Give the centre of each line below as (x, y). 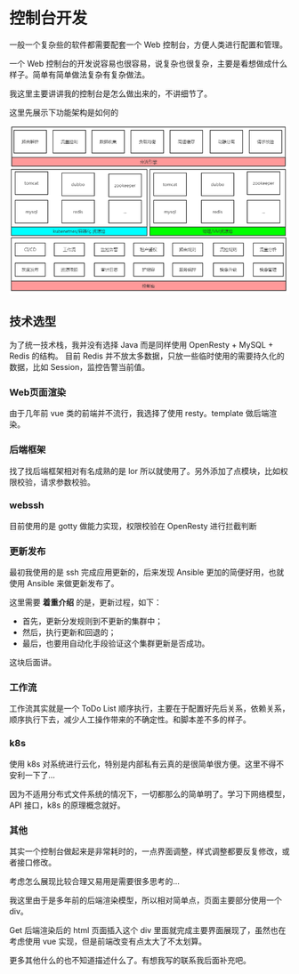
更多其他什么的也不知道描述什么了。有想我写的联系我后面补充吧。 (130, 960)
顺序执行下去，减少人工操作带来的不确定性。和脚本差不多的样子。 (130, 720)
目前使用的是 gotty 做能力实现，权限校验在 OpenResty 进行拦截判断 (133, 526)
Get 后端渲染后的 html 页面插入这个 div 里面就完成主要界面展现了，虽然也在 (148, 930)
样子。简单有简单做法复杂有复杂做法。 (79, 74)
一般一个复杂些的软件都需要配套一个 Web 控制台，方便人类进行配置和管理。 (148, 44)
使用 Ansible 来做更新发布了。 (64, 584)
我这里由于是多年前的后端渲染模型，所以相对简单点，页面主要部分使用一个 (145, 900)
